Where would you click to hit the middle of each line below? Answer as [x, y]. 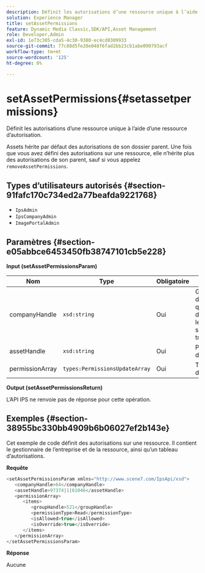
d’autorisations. [26, 456]
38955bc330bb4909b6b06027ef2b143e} [88, 428]
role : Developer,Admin [35, 35]
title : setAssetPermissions [42, 23]
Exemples [25, 419]
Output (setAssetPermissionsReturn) [54, 388]
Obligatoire [173, 282]
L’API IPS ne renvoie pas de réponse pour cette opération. [79, 400]
